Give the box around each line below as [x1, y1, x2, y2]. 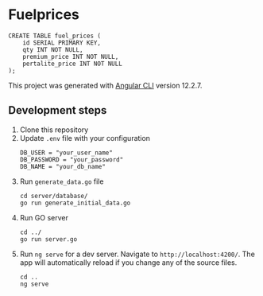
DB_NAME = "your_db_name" [19, 162, 106, 170]
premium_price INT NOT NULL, [22, 53, 119, 60]
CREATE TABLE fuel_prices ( [8, 32, 102, 40]
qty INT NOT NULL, [22, 45, 83, 53]
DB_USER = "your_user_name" [19, 149, 113, 157]
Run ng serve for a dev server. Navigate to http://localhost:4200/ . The [19, 249, 256, 259]
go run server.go [19, 235, 78, 243]
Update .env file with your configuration [19, 133, 151, 142]
